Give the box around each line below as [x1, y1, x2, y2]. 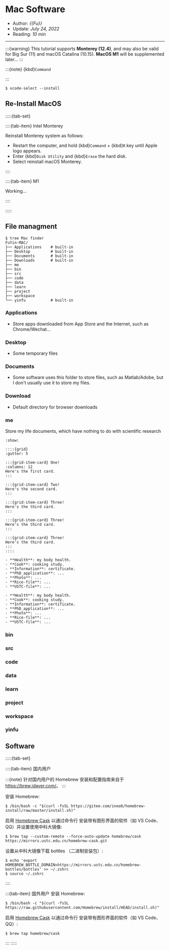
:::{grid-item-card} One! [5, 460, 60, 465]
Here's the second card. [5, 487, 58, 492]
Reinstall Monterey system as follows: [5, 133, 84, 139]
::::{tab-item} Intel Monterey [5, 122, 63, 129]
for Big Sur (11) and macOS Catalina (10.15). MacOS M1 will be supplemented [5, 51, 164, 57]
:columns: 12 [5, 465, 33, 470]
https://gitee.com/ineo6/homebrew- [70, 804, 146, 809]
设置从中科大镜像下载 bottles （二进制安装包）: [5, 848, 103, 854]
